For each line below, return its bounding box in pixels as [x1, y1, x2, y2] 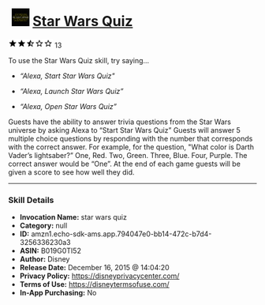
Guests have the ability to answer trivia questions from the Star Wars [8, 117, 231, 126]
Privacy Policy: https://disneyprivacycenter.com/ [19, 271, 180, 281]
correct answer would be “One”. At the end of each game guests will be [8, 159, 241, 168]
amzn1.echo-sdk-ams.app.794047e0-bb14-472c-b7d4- [31, 229, 212, 239]
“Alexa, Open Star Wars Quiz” [19, 101, 117, 111]
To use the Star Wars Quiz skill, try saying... [8, 55, 150, 65]
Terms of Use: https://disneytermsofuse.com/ [19, 280, 170, 289]
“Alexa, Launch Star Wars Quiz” [19, 86, 124, 96]
